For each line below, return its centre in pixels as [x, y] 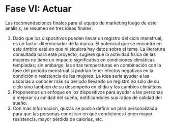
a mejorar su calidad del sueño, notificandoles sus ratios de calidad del [87, 98]
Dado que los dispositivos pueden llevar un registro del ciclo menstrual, [88, 38]
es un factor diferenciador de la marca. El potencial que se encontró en [87, 43]
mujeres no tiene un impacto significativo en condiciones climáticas [84, 59]
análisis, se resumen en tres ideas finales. [49, 28]
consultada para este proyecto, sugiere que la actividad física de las [84, 54]
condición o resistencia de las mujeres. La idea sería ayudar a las [81, 76]
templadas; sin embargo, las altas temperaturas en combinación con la [87, 65]
